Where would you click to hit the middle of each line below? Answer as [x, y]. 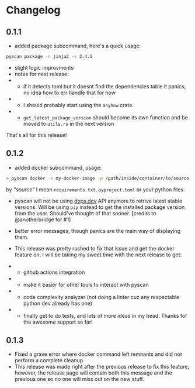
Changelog [33, 10]
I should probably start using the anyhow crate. [79, 105]
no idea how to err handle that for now [69, 92]
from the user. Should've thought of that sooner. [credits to [85, 213]
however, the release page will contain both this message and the [93, 373]
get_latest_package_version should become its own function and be [106, 117]
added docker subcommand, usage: [58, 167]
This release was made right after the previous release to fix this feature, [102, 367]
